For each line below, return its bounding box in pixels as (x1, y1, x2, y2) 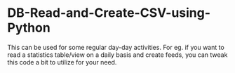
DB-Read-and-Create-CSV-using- (7, 5, 211, 21)
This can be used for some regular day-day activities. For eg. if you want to (7, 43, 224, 51)
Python (7, 20, 51, 36)
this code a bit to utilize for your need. (7, 58, 117, 66)
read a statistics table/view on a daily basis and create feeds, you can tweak (7, 51, 228, 59)
